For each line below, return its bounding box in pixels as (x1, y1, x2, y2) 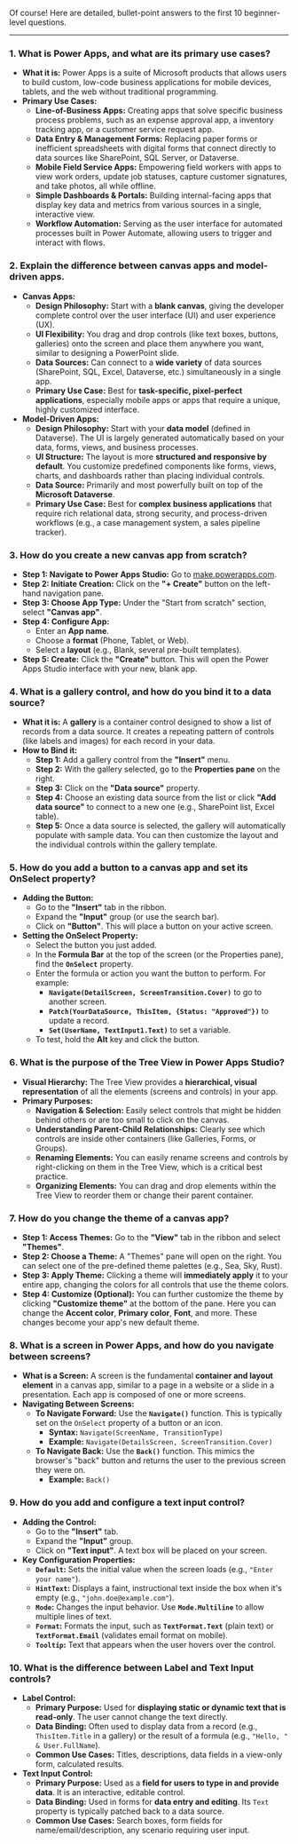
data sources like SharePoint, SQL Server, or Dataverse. (35, 153, 239, 163)
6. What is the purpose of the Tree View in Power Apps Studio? (9, 1057, 286, 1069)
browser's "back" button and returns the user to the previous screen (35, 1455, 286, 1466)
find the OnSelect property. (35, 959, 134, 969)
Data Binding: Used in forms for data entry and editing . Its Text (35, 1796, 269, 1807)
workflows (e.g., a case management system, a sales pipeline (35, 517, 261, 527)
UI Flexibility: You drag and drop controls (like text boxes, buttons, (35, 328, 279, 339)
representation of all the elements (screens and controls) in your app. (21, 1086, 278, 1096)
